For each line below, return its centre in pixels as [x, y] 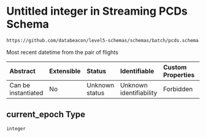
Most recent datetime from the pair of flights [62, 52]
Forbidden [178, 89]
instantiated [26, 93]
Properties [179, 74]
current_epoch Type [46, 114]
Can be [20, 85]
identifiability [139, 93]
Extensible [65, 71]
